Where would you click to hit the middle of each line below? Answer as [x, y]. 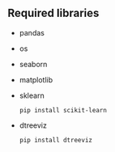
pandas [32, 32]
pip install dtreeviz [55, 140]
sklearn [32, 95]
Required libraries [53, 13]
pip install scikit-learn [63, 110]
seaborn [33, 64]
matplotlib [36, 79]
